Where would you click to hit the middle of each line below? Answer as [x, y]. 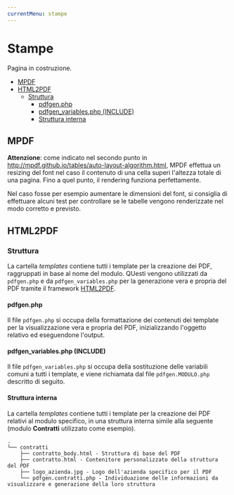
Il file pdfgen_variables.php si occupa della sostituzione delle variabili [108, 367]
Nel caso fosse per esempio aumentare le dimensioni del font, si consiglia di [117, 194]
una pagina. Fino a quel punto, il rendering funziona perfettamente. [104, 180]
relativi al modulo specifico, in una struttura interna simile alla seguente [110, 421]
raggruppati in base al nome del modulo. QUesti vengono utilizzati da [107, 274]
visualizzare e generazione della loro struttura [82, 484]
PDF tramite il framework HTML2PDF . [61, 289]
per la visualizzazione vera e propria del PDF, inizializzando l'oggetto [107, 328]
